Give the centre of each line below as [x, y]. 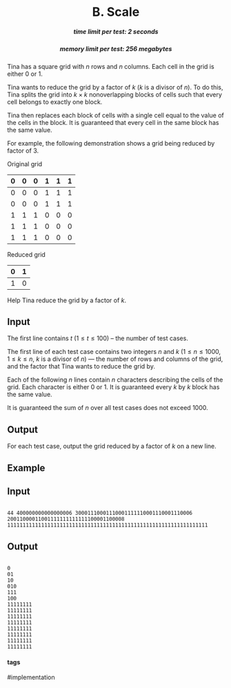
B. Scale [116, 12]
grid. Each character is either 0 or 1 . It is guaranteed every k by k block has [113, 387]
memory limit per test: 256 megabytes [116, 49]
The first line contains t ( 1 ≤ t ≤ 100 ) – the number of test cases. [98, 338]
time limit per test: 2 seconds [116, 31]
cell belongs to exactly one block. [55, 101]
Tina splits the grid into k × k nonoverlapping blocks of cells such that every [115, 95]
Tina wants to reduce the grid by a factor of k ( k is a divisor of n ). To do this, [115, 87]
